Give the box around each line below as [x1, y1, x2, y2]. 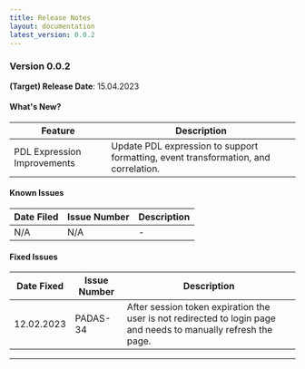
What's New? [9, 102, 62, 112]
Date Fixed [16, 280, 64, 293]
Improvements [14, 156, 75, 169]
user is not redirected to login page [126, 312, 277, 325]
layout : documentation [9, 22, 95, 31]
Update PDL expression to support [111, 140, 259, 152]
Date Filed [14, 210, 59, 223]
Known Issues [9, 188, 64, 199]
